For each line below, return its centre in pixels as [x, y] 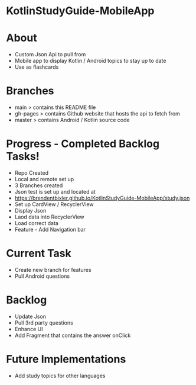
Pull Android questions [42, 276]
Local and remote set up [44, 179]
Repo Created [32, 173]
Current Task [39, 254]
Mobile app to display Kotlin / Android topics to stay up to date [90, 61]
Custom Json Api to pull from [50, 54]
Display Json [30, 211]
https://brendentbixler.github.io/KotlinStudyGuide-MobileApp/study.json [102, 198]
